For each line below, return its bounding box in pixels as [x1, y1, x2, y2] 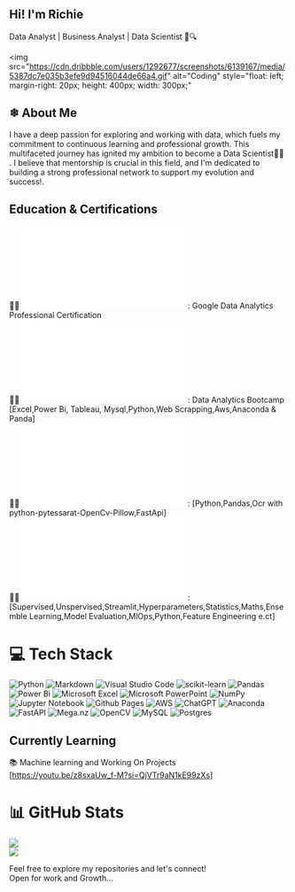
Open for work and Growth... [9, 873, 113, 884]
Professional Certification [9, 310, 102, 321]
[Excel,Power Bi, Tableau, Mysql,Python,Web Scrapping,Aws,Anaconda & [9, 404, 277, 415]
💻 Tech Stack [9, 644, 113, 663]
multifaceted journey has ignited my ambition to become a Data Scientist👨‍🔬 [9, 148, 285, 159]
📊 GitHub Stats [9, 803, 125, 823]
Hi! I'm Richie [9, 7, 84, 22]
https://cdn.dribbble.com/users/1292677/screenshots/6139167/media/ [29, 61, 286, 72]
